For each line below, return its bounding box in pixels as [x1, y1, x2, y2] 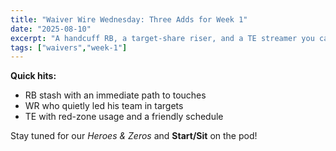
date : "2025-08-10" [10, 24, 92, 34]
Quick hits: [10, 70, 57, 82]
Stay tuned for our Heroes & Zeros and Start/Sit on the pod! [10, 130, 258, 142]
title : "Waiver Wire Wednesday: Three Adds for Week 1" [10, 14, 248, 25]
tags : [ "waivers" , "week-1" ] [10, 42, 128, 53]
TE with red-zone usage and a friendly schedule [24, 111, 224, 123]
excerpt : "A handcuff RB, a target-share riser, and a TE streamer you [10, 33, 315, 43]
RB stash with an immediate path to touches [24, 89, 207, 101]
